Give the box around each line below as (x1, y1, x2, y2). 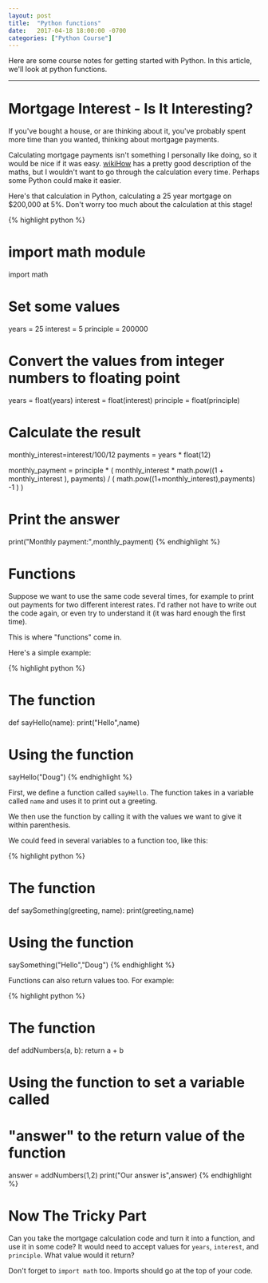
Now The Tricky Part (8, 1206, 147, 1225)
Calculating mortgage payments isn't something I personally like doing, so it (8, 150, 258, 160)
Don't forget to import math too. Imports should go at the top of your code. (8, 1265, 253, 1275)
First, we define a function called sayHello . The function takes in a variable (8, 787, 254, 797)
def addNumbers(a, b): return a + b (8, 1045, 124, 1055)
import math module (8, 243, 146, 261)
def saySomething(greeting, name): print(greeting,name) (8, 905, 195, 915)
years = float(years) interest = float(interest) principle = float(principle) (8, 396, 241, 404)
